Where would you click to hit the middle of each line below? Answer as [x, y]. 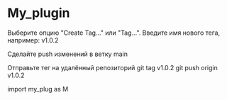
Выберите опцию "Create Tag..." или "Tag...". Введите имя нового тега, [114, 33]
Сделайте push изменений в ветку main [67, 54]
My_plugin [39, 13]
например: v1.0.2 [33, 40]
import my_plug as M [38, 89]
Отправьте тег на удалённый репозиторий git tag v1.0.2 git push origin [112, 67]
